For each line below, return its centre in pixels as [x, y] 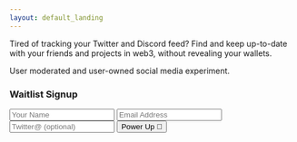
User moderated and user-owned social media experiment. [119, 71]
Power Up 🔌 [142, 126]
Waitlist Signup [44, 94]
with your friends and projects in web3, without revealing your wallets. [141, 53]
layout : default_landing [56, 18]
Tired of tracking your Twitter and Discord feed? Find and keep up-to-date [148, 43]
